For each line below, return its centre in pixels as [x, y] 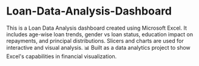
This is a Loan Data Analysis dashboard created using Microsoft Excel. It [96, 28]
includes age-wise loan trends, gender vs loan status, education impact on [100, 34]
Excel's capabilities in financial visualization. [62, 56]
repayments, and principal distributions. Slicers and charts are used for [95, 41]
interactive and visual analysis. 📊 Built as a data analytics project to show [99, 47]
